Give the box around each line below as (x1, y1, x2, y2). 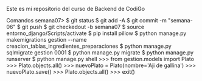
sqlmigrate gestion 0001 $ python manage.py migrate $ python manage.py (6, 49, 193, 56)
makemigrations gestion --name (6, 36, 87, 43)
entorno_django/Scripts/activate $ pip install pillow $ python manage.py (6, 30, 187, 37)
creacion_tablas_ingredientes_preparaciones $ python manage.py (6, 42, 172, 50)
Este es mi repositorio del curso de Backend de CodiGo (6, 5, 145, 12)
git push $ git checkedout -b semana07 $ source (21, 24, 145, 30)
